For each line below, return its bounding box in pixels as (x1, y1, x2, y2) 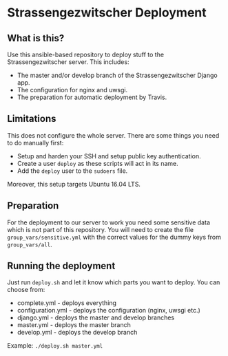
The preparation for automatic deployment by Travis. (17, 93, 167, 101)
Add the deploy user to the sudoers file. (17, 167, 128, 175)
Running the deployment (7, 260, 116, 272)
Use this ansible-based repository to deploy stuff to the (7, 50, 164, 59)
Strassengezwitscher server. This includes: (7, 58, 129, 66)
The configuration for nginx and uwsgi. (17, 86, 128, 94)
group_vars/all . (7, 240, 53, 249)
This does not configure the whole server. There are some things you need (7, 131, 220, 139)
